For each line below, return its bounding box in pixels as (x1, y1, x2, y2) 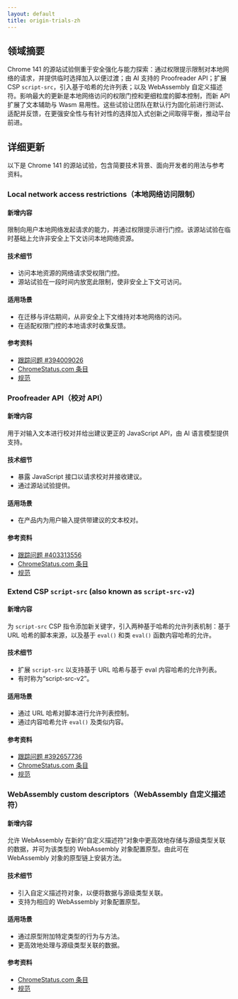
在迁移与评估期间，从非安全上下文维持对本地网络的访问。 (17, 312, 186, 321)
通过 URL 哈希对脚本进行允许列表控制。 (17, 709, 133, 718)
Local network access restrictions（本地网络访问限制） (7, 189, 200, 199)
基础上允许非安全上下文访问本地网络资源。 (13, 235, 138, 243)
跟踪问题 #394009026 (17, 356, 84, 364)
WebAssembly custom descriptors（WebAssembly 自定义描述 (7, 789, 226, 799)
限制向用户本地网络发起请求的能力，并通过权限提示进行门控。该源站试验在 (7, 225, 225, 234)
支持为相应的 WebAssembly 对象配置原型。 (17, 897, 144, 905)
